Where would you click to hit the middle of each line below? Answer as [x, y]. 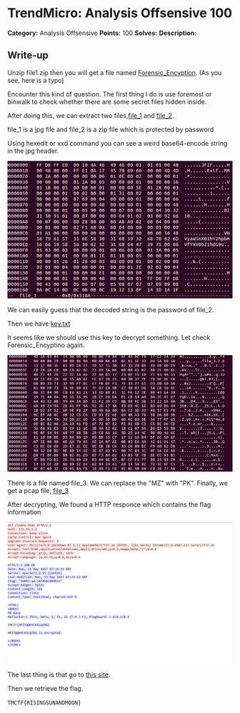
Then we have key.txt [39, 324]
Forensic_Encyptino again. [46, 345]
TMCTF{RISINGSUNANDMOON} [44, 703]
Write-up [28, 55]
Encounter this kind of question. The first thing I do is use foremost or [110, 94]
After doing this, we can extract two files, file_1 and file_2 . [91, 115]
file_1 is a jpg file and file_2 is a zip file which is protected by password [111, 129]
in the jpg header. [33, 151]
